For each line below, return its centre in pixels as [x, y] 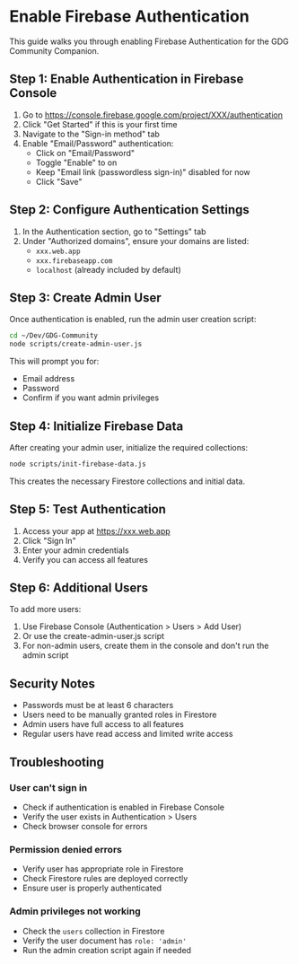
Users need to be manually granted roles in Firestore [119, 714]
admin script [45, 655]
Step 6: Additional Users [79, 588]
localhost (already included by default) [108, 269]
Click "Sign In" [49, 540]
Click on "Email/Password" [85, 153]
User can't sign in [48, 787]
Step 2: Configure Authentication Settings [129, 210]
